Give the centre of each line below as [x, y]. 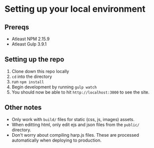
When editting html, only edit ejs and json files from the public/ [76, 124]
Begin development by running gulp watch [54, 87]
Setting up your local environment [75, 9]
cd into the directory [32, 76]
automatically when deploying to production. [56, 140]
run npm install [28, 81]
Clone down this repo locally [40, 71]
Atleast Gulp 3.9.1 [29, 44]
